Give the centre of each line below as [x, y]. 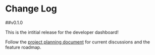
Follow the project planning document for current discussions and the [78, 42]
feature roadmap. [23, 47]
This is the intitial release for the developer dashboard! [62, 32]
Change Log [31, 9]
